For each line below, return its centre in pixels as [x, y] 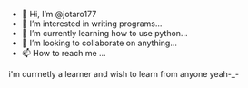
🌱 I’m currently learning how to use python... [104, 33]
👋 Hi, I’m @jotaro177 [59, 14]
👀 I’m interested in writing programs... [92, 24]
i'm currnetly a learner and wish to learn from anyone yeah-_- [124, 74]
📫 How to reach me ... [64, 53]
